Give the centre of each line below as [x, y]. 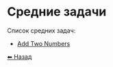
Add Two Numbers [43, 43]
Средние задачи [57, 12]
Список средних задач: [41, 30]
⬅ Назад [20, 57]
